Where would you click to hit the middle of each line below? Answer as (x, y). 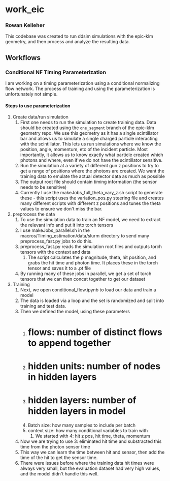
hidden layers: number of (82, 400)
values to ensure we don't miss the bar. (61, 209)
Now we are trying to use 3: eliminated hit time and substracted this (91, 441)
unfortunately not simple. (31, 94)
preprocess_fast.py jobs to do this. (56, 241)
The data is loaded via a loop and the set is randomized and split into (92, 300)
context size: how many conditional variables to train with (88, 430)
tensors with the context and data (55, 252)
